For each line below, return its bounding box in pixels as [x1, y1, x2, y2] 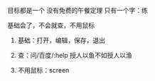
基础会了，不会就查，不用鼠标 [7, 21, 95, 30]
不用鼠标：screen [17, 66, 70, 74]
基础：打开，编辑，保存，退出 [17, 36, 105, 44]
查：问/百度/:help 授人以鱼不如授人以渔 [17, 51, 133, 59]
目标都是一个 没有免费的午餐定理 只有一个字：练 [7, 6, 148, 14]
